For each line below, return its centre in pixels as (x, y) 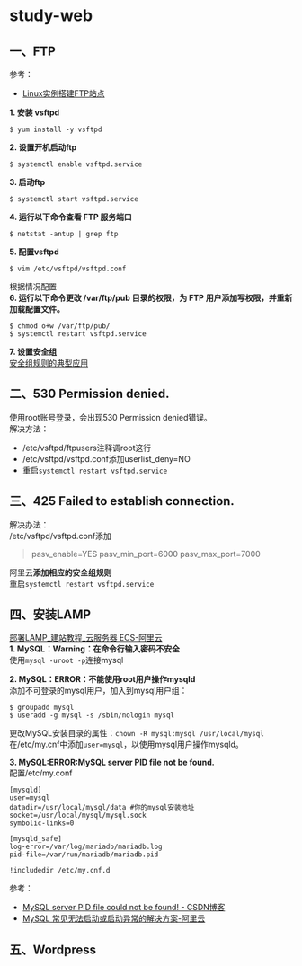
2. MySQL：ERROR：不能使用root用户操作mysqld (102, 679)
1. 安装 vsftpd (35, 112)
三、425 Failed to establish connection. (122, 501)
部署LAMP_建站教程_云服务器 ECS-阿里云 (86, 638)
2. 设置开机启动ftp (43, 147)
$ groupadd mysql (42, 708)
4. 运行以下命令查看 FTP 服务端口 (71, 217)
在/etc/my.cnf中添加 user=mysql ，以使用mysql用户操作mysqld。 (127, 744)
